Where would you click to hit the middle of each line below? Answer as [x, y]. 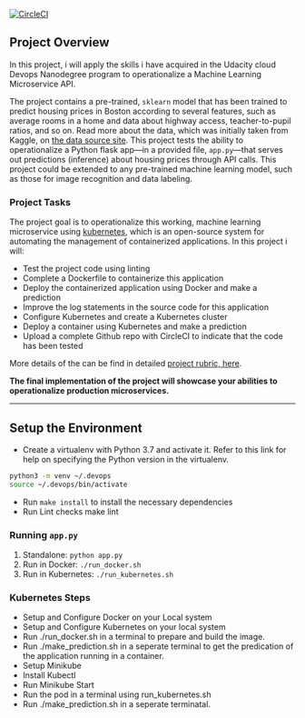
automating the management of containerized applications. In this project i [148, 242]
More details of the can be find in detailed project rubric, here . [126, 364]
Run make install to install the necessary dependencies [128, 502]
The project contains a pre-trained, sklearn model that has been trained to [148, 101]
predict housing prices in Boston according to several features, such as [143, 111]
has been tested [53, 346]
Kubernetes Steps [50, 597]
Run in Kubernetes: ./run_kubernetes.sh [98, 573]
